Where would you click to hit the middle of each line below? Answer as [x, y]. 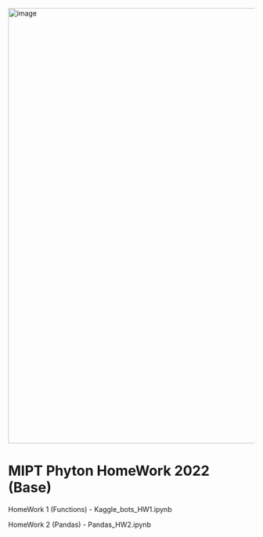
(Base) [30, 488]
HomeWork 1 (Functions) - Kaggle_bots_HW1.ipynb [90, 509]
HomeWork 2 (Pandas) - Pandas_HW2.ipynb [79, 524]
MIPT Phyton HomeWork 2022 [109, 471]
